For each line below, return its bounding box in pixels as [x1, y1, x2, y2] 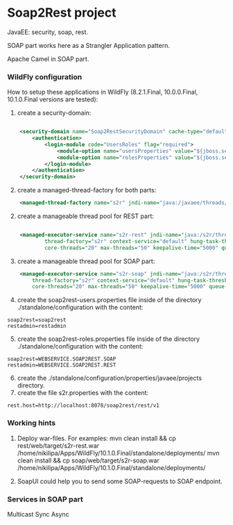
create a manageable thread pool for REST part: [17, 212, 155, 220]
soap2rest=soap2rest [7, 317, 67, 324]
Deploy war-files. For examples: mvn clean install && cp [17, 434, 177, 442]
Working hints [7, 418, 56, 428]
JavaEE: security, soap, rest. [7, 28, 89, 36]
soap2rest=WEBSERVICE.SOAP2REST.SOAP [7, 356, 116, 362]
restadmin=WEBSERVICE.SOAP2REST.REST [7, 362, 116, 369]
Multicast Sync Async [7, 510, 69, 518]
